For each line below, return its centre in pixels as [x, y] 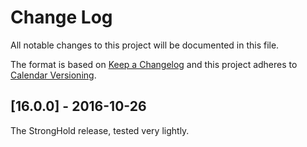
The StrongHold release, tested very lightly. [100, 130]
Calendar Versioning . [53, 75]
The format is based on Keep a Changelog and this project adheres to [154, 64]
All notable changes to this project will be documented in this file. [145, 45]
